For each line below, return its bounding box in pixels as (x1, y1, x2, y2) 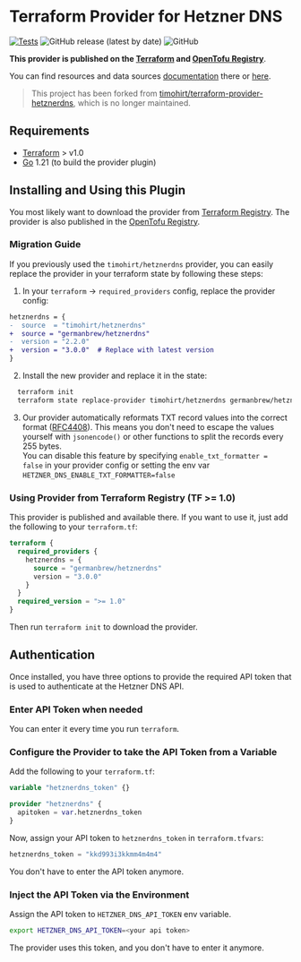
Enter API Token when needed (9, 703, 143, 716)
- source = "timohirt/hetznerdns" (9, 321, 146, 330)
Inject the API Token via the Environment (9, 889, 190, 901)
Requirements (9, 124, 90, 139)
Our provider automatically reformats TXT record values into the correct (21, 412, 288, 423)
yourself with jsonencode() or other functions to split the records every (21, 431, 284, 442)
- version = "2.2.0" (9, 338, 90, 347)
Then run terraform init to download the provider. (9, 622, 199, 632)
